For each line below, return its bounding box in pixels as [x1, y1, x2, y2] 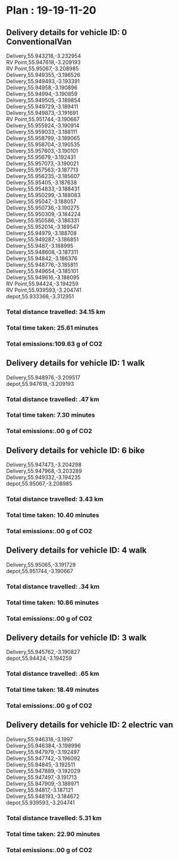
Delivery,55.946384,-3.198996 [6, 742, 81, 749]
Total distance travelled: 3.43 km [6, 495, 104, 503]
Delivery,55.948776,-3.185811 [6, 261, 78, 268]
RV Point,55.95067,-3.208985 [6, 65, 79, 72]
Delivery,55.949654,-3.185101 [6, 267, 78, 275]
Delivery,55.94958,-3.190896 [6, 84, 78, 91]
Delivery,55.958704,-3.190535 [6, 141, 80, 148]
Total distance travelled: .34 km [6, 582, 100, 590]
